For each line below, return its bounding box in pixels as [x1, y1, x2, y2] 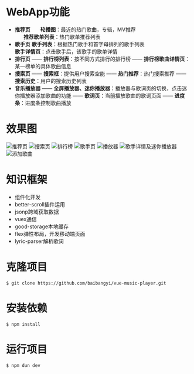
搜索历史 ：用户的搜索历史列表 [14, 77, 87, 84]
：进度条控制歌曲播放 [19, 99, 72, 106]
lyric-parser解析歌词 [14, 238, 64, 245]
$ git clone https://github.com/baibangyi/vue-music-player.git [6, 280, 166, 286]
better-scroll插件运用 [14, 201, 66, 208]
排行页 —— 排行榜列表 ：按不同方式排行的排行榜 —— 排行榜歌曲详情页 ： [14, 55, 190, 62]
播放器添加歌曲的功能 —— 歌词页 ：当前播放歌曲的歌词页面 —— [19, 92, 173, 99]
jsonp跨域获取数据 [14, 208, 59, 215]
